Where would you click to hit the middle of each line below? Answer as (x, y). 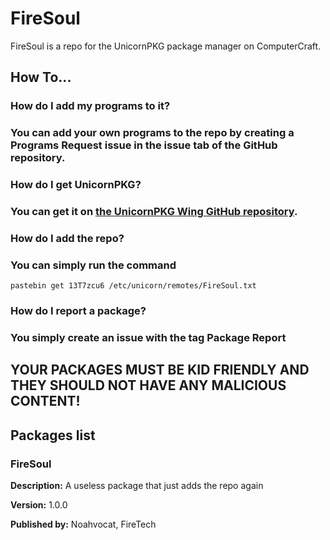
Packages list (53, 435)
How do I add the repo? (67, 238)
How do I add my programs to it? (90, 106)
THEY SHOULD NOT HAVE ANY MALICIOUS (148, 385)
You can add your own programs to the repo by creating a (152, 133)
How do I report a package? (78, 311)
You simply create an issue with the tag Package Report (148, 338)
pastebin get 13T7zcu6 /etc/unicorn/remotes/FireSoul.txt (133, 286)
